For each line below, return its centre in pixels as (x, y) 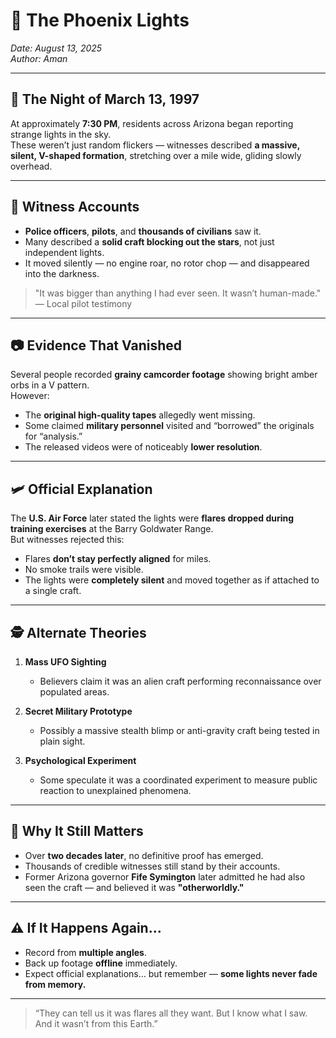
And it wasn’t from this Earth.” (96, 1023)
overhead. (31, 166)
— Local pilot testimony (83, 303)
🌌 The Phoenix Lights (100, 20)
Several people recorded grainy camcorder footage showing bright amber (164, 375)
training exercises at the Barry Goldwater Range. (112, 529)
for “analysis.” (53, 436)
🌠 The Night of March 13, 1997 (105, 99)
